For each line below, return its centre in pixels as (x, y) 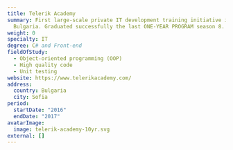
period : (18, 104)
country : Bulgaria (40, 91)
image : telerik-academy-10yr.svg (62, 129)
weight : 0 (21, 33)
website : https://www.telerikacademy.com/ (69, 78)
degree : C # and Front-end (44, 46)
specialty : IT (28, 39)
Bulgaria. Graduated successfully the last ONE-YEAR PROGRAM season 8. (119, 26)
